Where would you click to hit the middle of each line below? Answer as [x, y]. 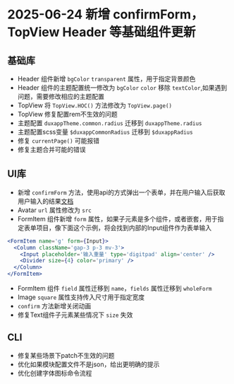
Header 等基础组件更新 [129, 32]
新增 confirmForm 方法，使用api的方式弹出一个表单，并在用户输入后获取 [121, 192]
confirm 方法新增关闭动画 [54, 306]
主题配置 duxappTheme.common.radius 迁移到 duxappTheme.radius [110, 123]
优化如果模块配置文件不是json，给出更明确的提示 [88, 364]
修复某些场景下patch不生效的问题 [66, 355]
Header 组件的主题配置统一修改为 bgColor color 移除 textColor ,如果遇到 [122, 88]
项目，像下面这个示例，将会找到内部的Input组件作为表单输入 [124, 228]
